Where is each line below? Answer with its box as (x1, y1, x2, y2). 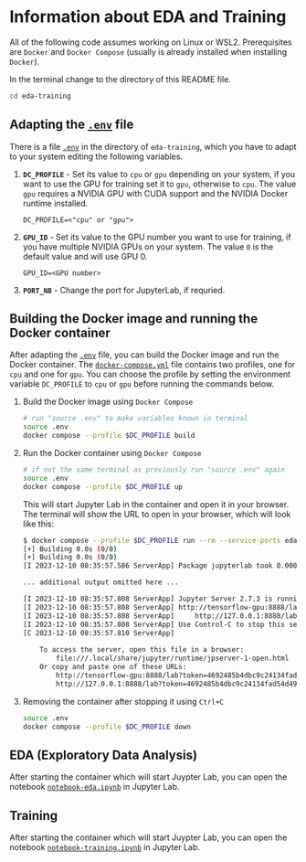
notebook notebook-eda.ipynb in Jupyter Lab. (9, 782, 180, 793)
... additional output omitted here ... (22, 578, 179, 587)
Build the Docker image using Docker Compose (22, 396, 194, 408)
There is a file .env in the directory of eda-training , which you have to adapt (9, 141, 297, 152)
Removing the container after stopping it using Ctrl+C (22, 696, 225, 707)
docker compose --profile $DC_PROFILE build (22, 431, 195, 441)
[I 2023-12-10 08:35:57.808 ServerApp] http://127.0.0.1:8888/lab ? (22, 611, 301, 621)
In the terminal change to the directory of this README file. (9, 73, 231, 84)
